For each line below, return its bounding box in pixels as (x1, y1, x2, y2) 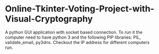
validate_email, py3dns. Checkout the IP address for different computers (5, 39, 150, 45)
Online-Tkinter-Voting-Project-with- (5, 3, 155, 14)
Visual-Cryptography (5, 13, 93, 24)
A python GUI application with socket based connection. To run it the (5, 29, 143, 35)
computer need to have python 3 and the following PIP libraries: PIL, (5, 34, 141, 40)
